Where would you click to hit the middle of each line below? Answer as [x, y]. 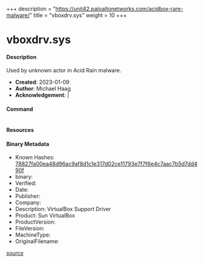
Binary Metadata [28, 144]
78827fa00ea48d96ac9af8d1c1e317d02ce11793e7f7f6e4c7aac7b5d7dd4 [106, 164]
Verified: [26, 183]
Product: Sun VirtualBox [45, 216]
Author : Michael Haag [43, 89]
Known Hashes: [35, 157]
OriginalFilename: [37, 241]
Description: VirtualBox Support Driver [63, 209]
